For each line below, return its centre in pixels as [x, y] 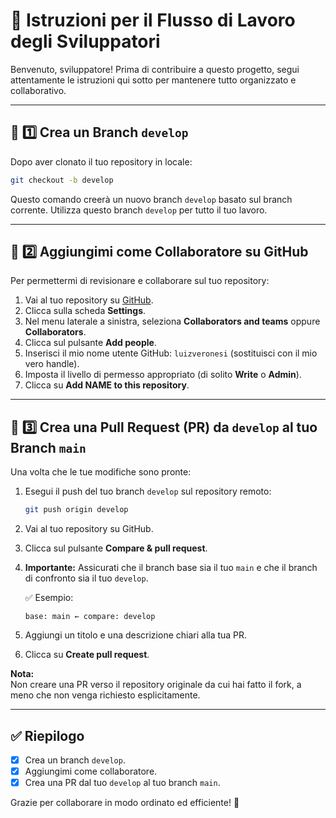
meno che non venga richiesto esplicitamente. [105, 695]
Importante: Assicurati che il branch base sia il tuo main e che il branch [171, 568]
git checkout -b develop [62, 180]
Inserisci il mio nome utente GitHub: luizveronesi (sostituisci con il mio [171, 353]
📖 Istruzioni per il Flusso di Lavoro [153, 20]
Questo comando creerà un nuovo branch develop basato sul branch [151, 199]
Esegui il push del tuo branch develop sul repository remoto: [148, 491]
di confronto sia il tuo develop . [86, 578]
